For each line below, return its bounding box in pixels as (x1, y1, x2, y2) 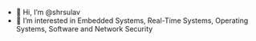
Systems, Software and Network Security (15, 24, 153, 33)
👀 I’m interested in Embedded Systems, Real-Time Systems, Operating (15, 16, 249, 25)
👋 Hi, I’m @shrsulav (15, 8, 81, 17)
